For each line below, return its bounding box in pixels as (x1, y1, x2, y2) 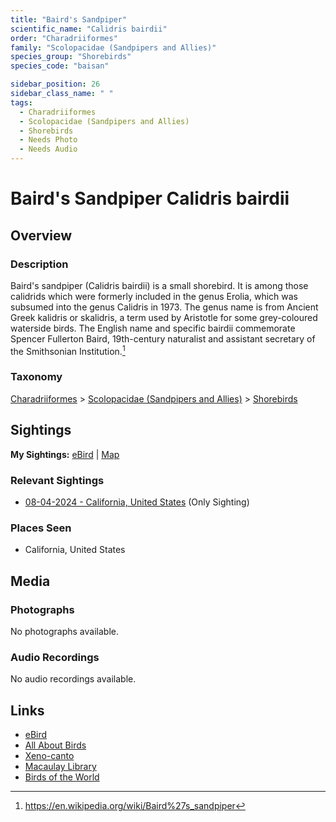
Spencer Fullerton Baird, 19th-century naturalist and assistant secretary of (10, 332, 316, 345)
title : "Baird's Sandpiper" (10, 14, 128, 25)
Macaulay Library (24, 761, 97, 773)
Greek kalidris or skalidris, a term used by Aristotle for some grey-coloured (10, 311, 318, 323)
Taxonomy (10, 370, 63, 384)
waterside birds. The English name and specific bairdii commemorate (10, 322, 296, 334)
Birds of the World (24, 771, 100, 783)
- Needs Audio (19, 144, 78, 155)
